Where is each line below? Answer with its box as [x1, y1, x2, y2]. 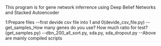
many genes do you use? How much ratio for [44, 24, 137, 30]
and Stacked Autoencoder [5, 9, 59, 15]
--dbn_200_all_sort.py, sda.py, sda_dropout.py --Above [42, 30, 156, 35]
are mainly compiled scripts [5, 35, 63, 41]
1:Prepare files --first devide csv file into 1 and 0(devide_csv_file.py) [5, 19, 145, 25]
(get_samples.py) [5, 30, 41, 35]
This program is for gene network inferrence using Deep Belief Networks [5, 4, 156, 10]
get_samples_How [5, 24, 43, 30]
